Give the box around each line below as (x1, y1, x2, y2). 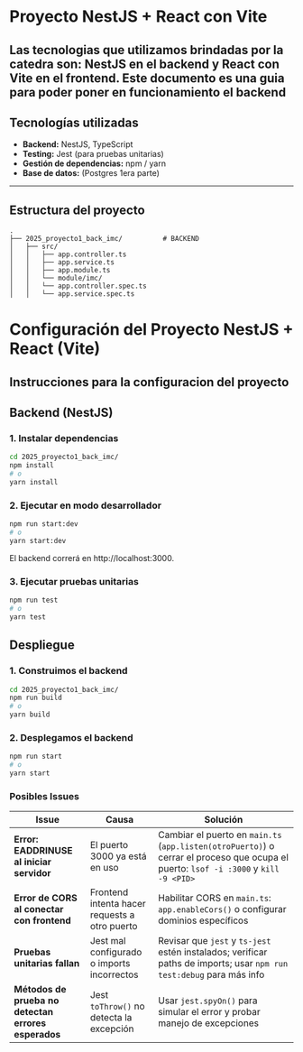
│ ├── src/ (9, 242, 59, 252)
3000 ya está (89, 850, 147, 863)
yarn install (9, 478, 59, 487)
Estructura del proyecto (9, 202, 146, 217)
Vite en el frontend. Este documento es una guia (9, 70, 285, 86)
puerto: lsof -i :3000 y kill (157, 863, 280, 875)
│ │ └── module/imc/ (9, 273, 103, 283)
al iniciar (14, 855, 52, 868)
